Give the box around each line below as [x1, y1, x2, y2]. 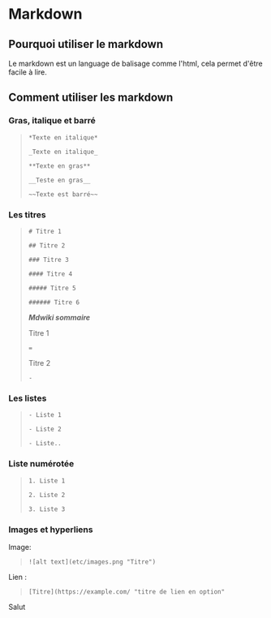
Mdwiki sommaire [28, 312, 91, 322]
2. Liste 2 [28, 491, 66, 499]
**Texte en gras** [28, 161, 91, 170]
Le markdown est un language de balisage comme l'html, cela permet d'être [8, 58, 263, 68]
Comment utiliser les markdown [8, 91, 174, 105]
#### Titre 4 [28, 269, 73, 278]
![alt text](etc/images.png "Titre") [28, 557, 157, 566]
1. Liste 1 [28, 476, 66, 485]
